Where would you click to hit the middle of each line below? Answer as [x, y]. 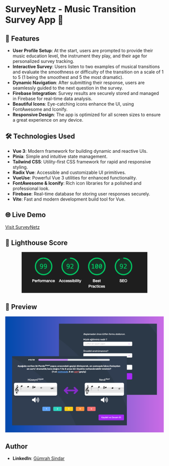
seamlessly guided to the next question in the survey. [68, 88]
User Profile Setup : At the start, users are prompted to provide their [83, 51]
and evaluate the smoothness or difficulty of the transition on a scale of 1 [88, 72]
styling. [20, 167]
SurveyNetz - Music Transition [71, 9]
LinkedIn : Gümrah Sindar [38, 458]
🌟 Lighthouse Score [36, 243]
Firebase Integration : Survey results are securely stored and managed [86, 93]
